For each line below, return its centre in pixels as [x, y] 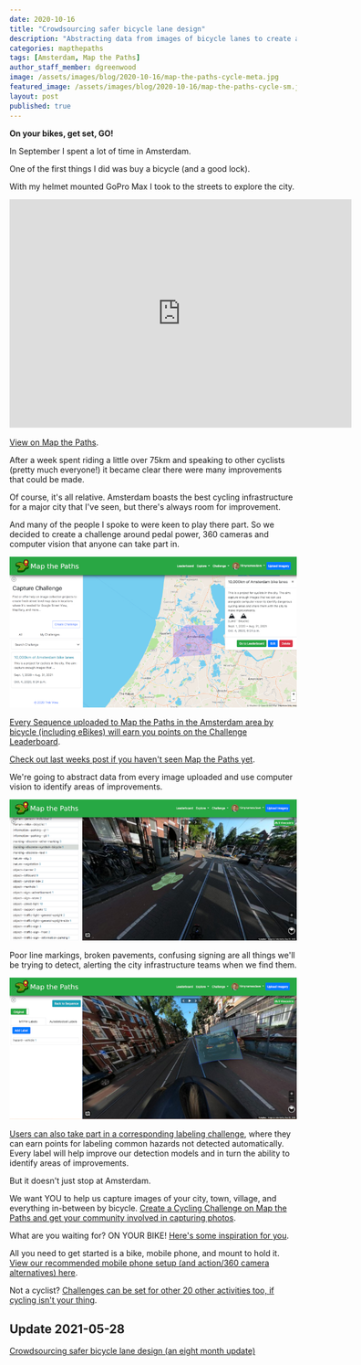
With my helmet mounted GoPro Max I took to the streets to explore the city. [152, 186]
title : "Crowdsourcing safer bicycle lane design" [108, 29]
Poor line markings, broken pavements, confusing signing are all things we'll [152, 956]
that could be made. [47, 479]
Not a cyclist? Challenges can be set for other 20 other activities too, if [142, 1291]
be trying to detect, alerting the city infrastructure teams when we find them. [153, 965]
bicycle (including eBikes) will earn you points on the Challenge [129, 732]
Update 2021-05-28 [67, 1329]
